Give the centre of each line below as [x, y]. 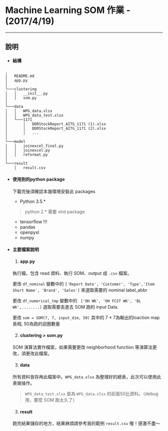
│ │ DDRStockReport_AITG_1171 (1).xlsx [56, 124]
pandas [28, 227]
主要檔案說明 [25, 250]
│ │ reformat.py [27, 155]
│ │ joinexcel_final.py [34, 146]
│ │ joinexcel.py [28, 150]
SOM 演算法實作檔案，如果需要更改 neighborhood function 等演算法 [82, 347]
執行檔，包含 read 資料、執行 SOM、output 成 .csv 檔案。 [72, 273]
